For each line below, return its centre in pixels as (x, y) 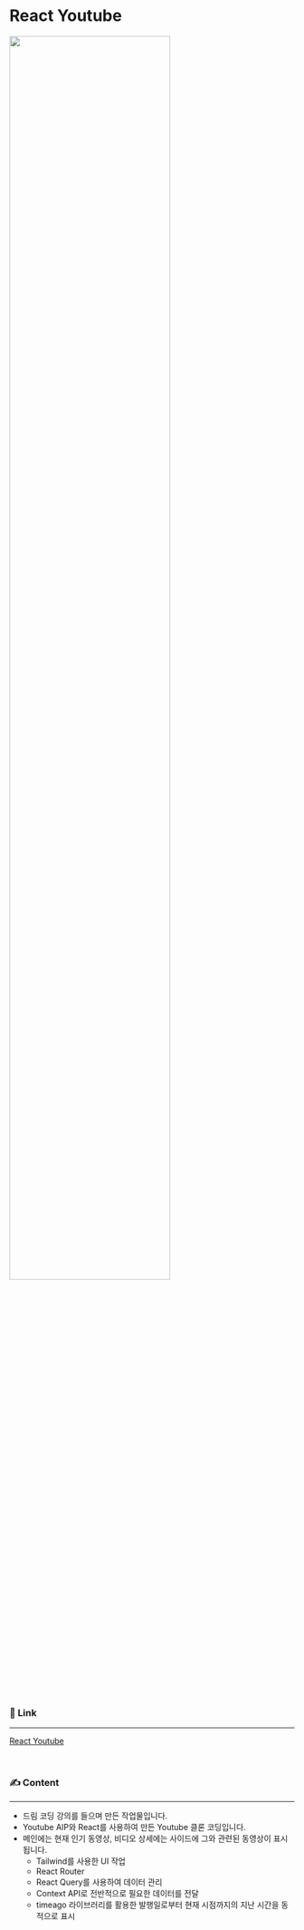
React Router (60, 1871)
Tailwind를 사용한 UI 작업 (81, 1861)
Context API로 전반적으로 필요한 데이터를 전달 (117, 1893)
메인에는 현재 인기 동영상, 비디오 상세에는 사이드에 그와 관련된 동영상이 (147, 1838)
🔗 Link (23, 1712)
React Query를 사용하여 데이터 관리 (99, 1882)
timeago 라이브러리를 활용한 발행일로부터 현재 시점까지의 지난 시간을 (157, 1905)
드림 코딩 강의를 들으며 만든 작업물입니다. (95, 1816)
